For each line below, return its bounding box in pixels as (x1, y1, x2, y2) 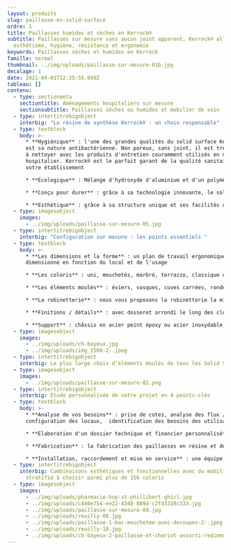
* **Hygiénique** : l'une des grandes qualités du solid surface (25, 139, 217, 146)
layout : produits (7, 10, 57, 17)
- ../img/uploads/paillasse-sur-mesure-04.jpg (25, 507, 162, 513)
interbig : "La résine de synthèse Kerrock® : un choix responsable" (19, 119, 220, 126)
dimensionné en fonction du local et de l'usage (25, 259, 168, 266)
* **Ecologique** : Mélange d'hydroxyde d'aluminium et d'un (25, 177, 205, 184)
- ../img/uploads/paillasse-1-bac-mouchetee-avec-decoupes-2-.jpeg (25, 519, 223, 527)
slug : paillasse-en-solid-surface (7, 17, 107, 23)
